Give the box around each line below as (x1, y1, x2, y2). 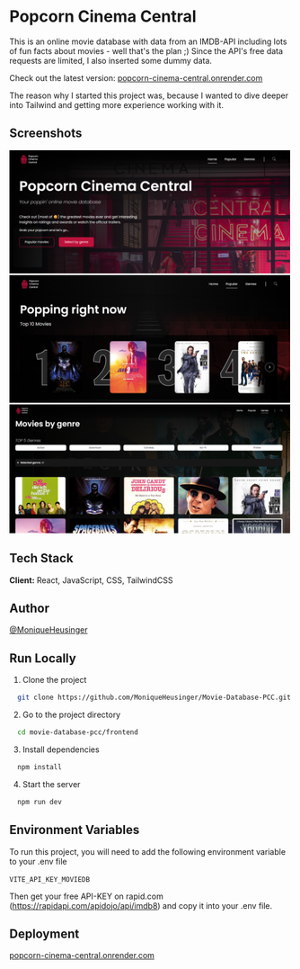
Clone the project (22, 675, 87, 686)
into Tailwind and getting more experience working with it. (9, 99, 225, 110)
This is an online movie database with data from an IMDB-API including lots (9, 36, 287, 47)
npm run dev (17, 797, 63, 806)
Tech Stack (9, 551, 74, 566)
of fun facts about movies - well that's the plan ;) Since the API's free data (9, 45, 284, 56)
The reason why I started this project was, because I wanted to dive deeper (9, 90, 289, 101)
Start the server (22, 778, 81, 789)
